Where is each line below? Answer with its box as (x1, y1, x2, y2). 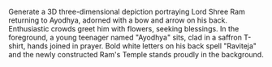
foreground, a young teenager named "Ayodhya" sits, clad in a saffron (8, 32, 242, 42)
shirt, (8, 41, 26, 51)
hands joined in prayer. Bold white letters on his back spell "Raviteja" (27, 41, 257, 51)
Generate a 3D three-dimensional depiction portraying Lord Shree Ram (8, 7, 245, 16)
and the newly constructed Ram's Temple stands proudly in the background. (8, 50, 264, 59)
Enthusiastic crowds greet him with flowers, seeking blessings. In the (8, 24, 240, 33)
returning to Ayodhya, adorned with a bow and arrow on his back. (8, 15, 228, 25)
